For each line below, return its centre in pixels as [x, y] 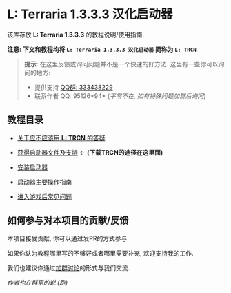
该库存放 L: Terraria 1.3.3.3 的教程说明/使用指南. [76, 35]
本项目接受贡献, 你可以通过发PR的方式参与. [68, 238]
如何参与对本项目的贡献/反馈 [68, 221]
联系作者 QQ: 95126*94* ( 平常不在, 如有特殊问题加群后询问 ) [120, 96]
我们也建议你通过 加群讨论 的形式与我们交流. [69, 267]
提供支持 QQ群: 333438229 [73, 87]
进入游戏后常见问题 [44, 196]
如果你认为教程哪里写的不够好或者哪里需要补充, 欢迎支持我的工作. [101, 253]
